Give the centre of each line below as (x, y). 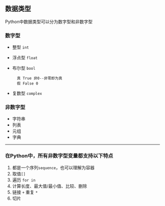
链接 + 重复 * (25, 192)
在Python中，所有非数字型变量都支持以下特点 (59, 156)
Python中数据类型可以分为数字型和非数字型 (49, 22)
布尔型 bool (24, 68)
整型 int (21, 47)
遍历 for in (24, 180)
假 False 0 (27, 84)
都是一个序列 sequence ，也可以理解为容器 (53, 167)
